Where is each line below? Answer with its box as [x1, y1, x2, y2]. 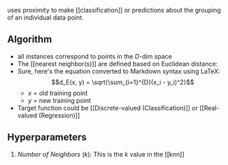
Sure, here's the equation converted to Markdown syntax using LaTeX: [17, 66, 220, 76]
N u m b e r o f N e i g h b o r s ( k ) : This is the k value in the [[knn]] [17, 150, 185, 158]
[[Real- [199, 103, 220, 112]
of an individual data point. [7, 13, 84, 22]
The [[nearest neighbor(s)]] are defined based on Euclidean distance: [17, 59, 218, 68]
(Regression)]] [38, 111, 80, 120]
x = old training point [27, 89, 88, 97]
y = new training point [27, 96, 91, 104]
